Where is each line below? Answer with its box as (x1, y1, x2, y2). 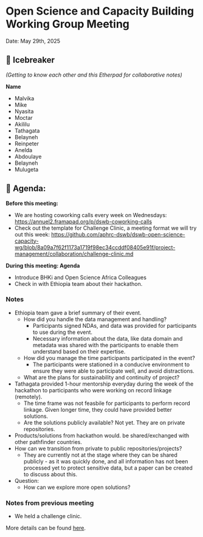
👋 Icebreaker (5, 55, 55, 65)
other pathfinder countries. (14, 438, 83, 445)
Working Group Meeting (5, 17, 130, 31)
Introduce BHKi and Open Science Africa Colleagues (14, 274, 147, 281)
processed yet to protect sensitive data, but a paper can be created (23, 464, 193, 471)
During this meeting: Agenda (5, 262, 80, 269)
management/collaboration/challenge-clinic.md (14, 250, 134, 257)
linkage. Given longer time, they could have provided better (23, 406, 173, 413)
